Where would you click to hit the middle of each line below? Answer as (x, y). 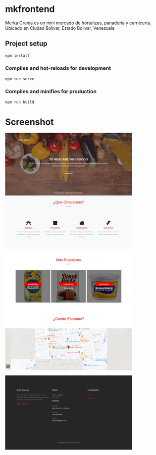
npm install (17, 55)
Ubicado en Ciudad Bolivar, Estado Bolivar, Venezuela (60, 28)
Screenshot (29, 122)
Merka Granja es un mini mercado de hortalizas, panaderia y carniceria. (78, 23)
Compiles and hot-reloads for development (58, 68)
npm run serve (20, 79)
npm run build (20, 102)
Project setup (26, 44)
